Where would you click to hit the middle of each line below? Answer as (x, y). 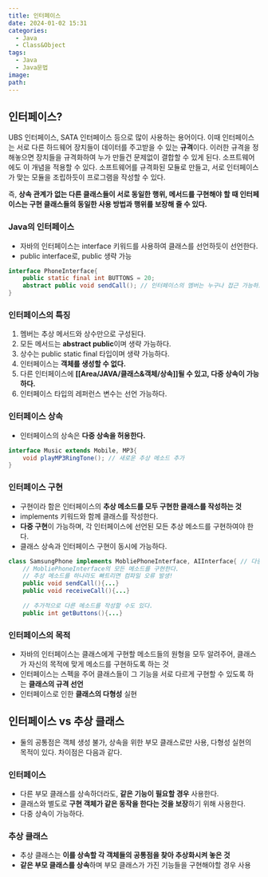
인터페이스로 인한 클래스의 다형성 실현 (78, 693)
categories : (28, 30)
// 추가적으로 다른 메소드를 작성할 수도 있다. (88, 606)
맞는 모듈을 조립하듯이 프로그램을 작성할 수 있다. (91, 177)
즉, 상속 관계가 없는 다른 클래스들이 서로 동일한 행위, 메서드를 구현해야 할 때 (123, 194)
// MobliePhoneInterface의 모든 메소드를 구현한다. (101, 569)
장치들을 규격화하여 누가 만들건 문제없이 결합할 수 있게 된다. (128, 157)
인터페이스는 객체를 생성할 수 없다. (73, 364)
